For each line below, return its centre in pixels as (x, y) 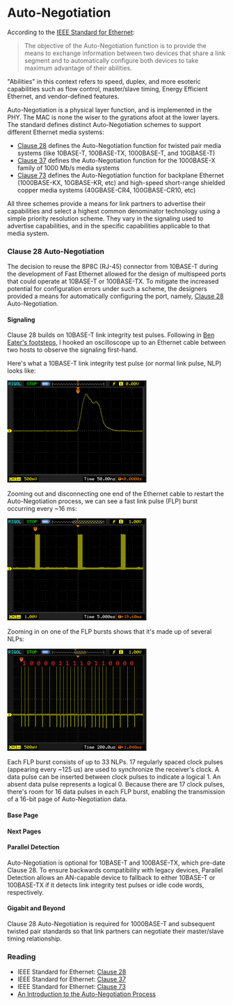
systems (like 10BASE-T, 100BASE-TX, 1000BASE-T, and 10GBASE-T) (116, 153)
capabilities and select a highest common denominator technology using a (114, 211)
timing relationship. (35, 939)
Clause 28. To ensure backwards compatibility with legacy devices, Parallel (115, 870)
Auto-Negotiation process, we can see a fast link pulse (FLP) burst (103, 501)
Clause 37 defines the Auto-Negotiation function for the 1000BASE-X (116, 160)
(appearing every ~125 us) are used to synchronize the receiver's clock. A (113, 770)
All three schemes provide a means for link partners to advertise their (106, 203)
